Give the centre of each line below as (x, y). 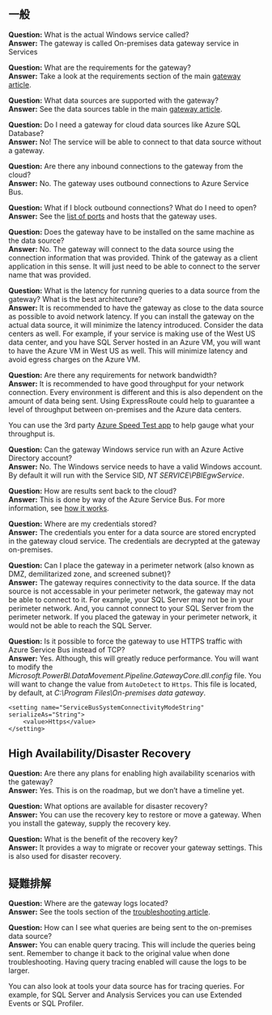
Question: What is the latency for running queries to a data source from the (134, 291)
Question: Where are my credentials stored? (83, 524)
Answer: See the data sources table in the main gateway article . (115, 108)
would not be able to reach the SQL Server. (80, 625)
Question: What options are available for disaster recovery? (108, 806)
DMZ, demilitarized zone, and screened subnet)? (90, 574)
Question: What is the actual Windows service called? (99, 34)
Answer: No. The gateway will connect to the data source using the (121, 248)
